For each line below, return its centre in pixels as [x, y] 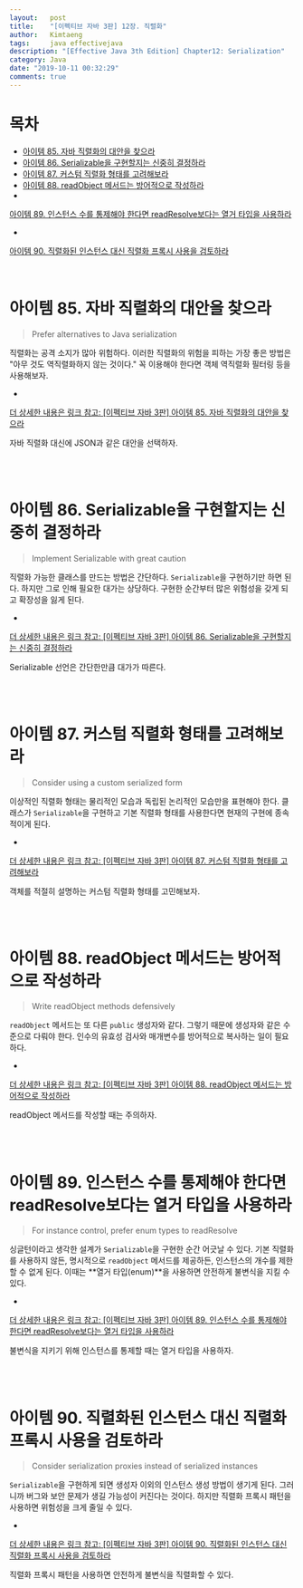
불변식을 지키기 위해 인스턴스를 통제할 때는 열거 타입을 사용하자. [122, 1351]
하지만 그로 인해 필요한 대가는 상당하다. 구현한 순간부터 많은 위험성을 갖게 [150, 588]
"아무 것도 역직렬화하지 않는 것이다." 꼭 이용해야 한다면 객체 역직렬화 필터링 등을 [150, 364]
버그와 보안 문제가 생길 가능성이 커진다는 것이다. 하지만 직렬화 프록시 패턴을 [159, 1497]
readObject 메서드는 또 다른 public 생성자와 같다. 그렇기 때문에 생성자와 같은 [145, 1025]
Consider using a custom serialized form [107, 782]
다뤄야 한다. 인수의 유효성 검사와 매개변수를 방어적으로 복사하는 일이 [153, 1036]
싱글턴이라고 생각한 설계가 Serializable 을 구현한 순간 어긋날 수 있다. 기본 [140, 1249]
